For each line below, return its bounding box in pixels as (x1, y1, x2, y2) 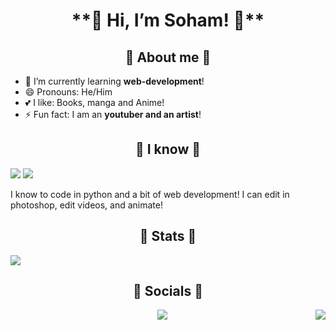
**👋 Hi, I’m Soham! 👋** (71, 9, 265, 32)
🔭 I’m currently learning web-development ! (24, 75, 205, 87)
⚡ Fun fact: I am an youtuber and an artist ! (24, 109, 202, 120)
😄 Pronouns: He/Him (24, 86, 113, 98)
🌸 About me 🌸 (124, 49, 212, 66)
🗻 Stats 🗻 (139, 228, 197, 245)
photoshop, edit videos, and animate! (10, 199, 164, 211)
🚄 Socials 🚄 (133, 283, 203, 300)
